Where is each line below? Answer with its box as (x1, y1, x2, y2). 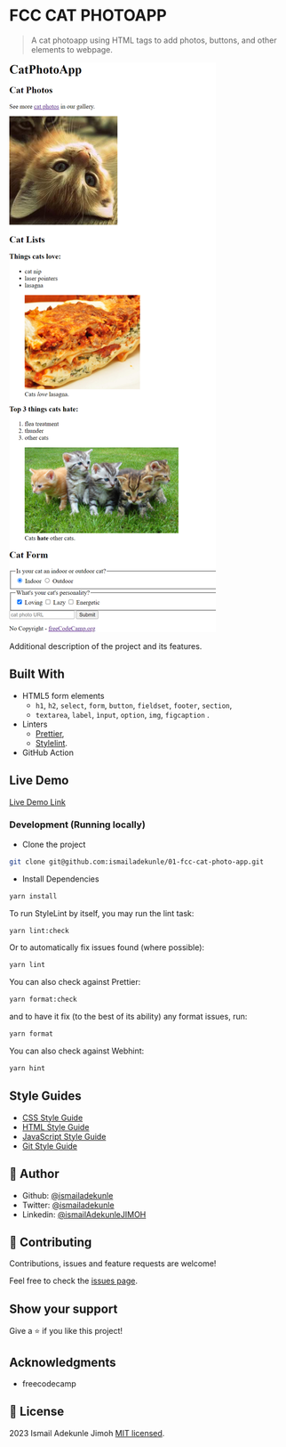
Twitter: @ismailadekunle (21, 1199, 115, 1210)
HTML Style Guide (21, 1121, 90, 1132)
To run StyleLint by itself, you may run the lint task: (9, 907, 195, 918)
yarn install (9, 891, 58, 900)
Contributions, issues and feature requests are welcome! (9, 1258, 217, 1269)
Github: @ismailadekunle (21, 1190, 114, 1200)
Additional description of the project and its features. (9, 640, 203, 651)
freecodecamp (21, 1378, 77, 1389)
